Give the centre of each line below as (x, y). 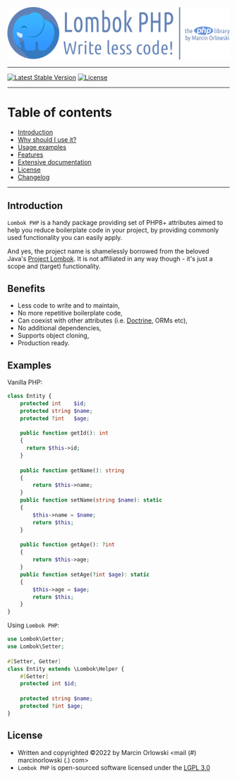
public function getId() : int (65, 433)
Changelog (34, 177)
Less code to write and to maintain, (68, 306)
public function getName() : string (72, 470)
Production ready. (43, 343)
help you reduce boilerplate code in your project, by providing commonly (113, 230)
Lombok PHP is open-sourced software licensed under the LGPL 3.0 (114, 767)
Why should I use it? (47, 139)
